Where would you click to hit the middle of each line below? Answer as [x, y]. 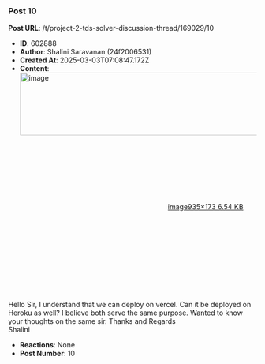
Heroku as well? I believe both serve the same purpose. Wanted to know [125, 313]
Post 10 [22, 11]
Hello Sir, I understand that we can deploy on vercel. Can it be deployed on [130, 305]
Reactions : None [47, 345]
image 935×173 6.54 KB [205, 207]
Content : [34, 69]
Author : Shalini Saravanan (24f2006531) [86, 52]
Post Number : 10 [47, 354]
